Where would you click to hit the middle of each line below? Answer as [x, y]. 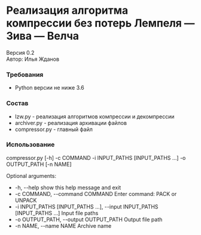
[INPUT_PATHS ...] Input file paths [57, 213]
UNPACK [26, 200]
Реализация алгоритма [67, 11]
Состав [17, 103]
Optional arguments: [31, 175]
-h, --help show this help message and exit [68, 188]
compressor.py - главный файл [54, 129]
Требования [25, 75]
